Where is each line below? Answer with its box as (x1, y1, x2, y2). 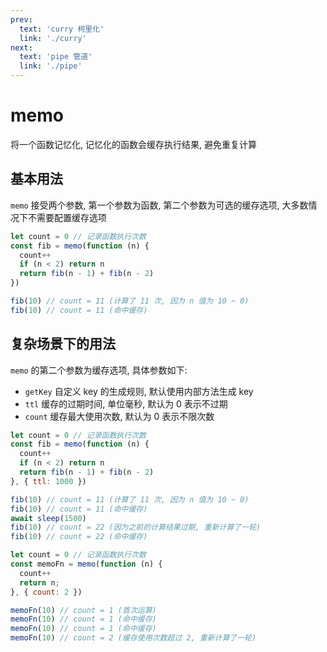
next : (10, 42, 33, 53)
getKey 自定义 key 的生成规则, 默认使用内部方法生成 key (24, 385, 254, 397)
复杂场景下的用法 (10, 336, 116, 353)
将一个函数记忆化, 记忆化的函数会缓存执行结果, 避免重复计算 (10, 138, 257, 150)
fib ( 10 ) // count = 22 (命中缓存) (10, 532, 148, 542)
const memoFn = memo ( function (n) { (10, 559, 163, 570)
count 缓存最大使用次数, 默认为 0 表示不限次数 (24, 410, 215, 422)
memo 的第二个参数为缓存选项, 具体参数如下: (10, 364, 188, 376)
